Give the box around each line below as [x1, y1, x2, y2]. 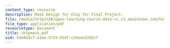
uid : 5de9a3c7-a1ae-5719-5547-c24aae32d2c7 [5, 35, 99, 40]
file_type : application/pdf [5, 21, 65, 26]
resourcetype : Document [5, 26, 56, 31]
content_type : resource [5, 7, 56, 12]
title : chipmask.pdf [5, 30, 49, 35]
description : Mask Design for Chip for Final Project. [5, 12, 123, 17]
